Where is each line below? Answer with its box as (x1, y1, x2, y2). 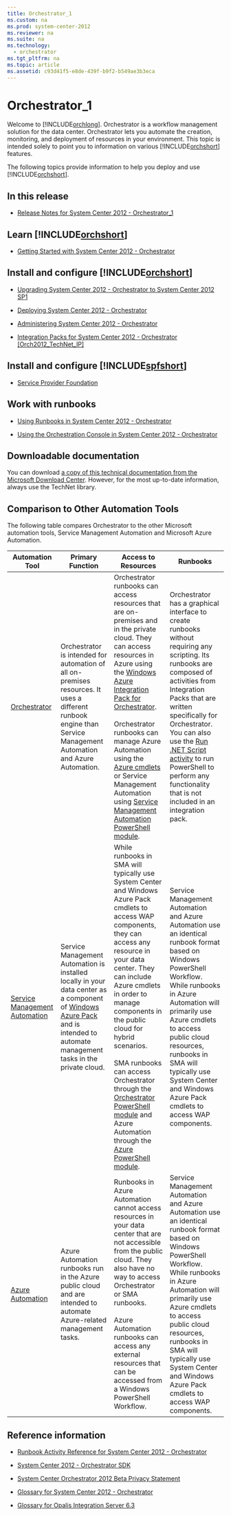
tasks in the (60, 1054, 98, 1063)
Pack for (113, 693, 141, 703)
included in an (169, 797, 215, 807)
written (169, 702, 192, 711)
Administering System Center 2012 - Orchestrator (16, 319, 158, 328)
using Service (113, 797, 158, 807)
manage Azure (113, 736, 162, 746)
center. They (113, 963, 155, 973)
